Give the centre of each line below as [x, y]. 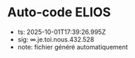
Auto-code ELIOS [59, 12]
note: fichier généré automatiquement [73, 47]
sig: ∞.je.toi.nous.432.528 [56, 39]
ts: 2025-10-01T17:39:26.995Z [61, 32]
